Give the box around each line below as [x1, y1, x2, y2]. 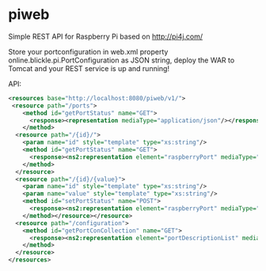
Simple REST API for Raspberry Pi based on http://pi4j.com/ [8, 32, 203, 41]
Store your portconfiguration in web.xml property [8, 47, 169, 56]
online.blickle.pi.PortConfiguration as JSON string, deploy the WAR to [8, 55, 235, 65]
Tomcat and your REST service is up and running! [8, 63, 170, 73]
